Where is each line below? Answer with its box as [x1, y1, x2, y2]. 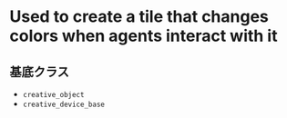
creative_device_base [22, 100, 105, 109]
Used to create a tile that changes [9, 6, 269, 27]
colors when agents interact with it [9, 25, 278, 46]
